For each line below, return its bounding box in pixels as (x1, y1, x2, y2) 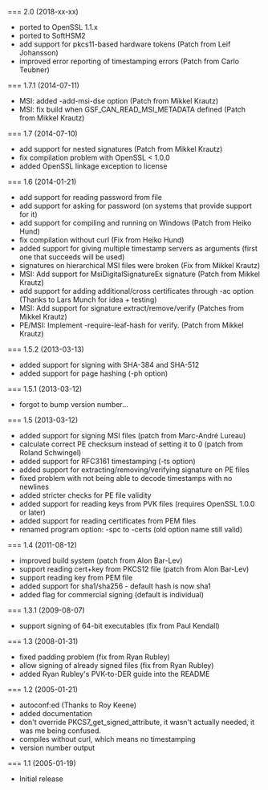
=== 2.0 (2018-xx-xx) (7, 7, 79, 16)
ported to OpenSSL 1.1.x (18, 22, 98, 31)
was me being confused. (18, 726, 102, 735)
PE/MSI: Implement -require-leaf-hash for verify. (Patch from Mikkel (18, 320, 244, 330)
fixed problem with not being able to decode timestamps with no (18, 474, 233, 483)
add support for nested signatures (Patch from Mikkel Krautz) (18, 145, 223, 153)
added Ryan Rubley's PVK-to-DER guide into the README (18, 670, 210, 678)
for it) (18, 210, 38, 219)
